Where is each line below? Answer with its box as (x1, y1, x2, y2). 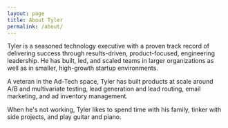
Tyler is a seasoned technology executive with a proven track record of (7, 42, 209, 51)
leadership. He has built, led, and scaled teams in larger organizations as (7, 57, 214, 65)
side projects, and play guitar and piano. (7, 113, 122, 121)
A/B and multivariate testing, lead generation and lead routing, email (7, 84, 201, 93)
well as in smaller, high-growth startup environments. (7, 64, 159, 73)
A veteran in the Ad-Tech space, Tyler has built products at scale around (7, 77, 213, 86)
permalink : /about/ (7, 23, 64, 30)
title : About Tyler (7, 17, 64, 24)
